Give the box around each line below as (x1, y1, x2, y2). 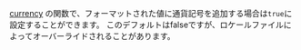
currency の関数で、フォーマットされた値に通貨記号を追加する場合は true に (9, 8, 293, 18)
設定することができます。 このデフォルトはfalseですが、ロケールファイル (9, 19, 285, 30)
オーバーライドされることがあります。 (32, 31, 176, 41)
